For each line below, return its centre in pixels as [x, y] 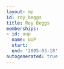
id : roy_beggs [24, 17]
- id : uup [19, 34]
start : [20, 46]
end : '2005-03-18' [35, 51]
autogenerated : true [32, 56]
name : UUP [24, 40]
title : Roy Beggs [28, 23]
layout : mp [20, 12]
